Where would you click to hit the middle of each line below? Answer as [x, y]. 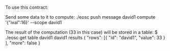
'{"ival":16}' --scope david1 [34, 22]
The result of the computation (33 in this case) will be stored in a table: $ [81, 32]
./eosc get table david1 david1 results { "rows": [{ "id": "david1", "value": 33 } [85, 38]
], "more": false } [23, 43]
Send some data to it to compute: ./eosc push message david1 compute [80, 17]
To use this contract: [27, 7]
